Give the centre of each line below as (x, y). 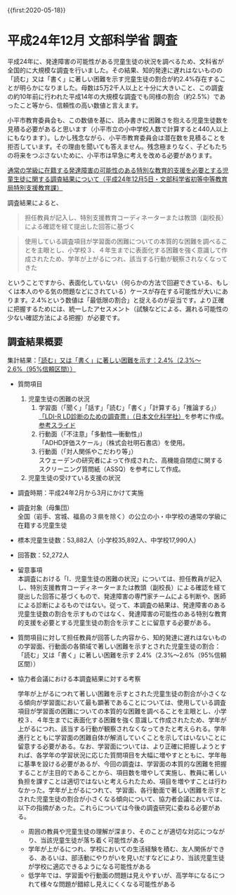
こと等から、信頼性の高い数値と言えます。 (81, 105)
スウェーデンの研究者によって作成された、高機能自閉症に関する (131, 460)
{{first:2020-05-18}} (37, 10)
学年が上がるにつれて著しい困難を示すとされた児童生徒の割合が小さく (119, 694)
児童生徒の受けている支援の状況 (74, 477)
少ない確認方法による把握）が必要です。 (66, 317)
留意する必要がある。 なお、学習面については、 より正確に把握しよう (116, 746)
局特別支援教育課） (35, 187)
